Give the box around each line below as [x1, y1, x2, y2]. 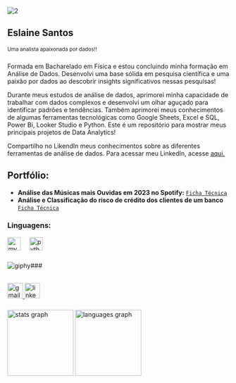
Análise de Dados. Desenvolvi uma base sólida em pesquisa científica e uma [7, 69, 230, 77]
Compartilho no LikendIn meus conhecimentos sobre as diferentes [7, 142, 201, 150]
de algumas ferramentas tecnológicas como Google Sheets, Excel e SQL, [7, 113, 220, 121]
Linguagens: [7, 220, 51, 230]
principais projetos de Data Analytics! [7, 127, 116, 137]
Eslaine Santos [7, 27, 74, 39]
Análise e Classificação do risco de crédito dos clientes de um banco [17, 196, 224, 204]
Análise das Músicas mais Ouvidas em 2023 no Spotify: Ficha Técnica [17, 188, 228, 196]
